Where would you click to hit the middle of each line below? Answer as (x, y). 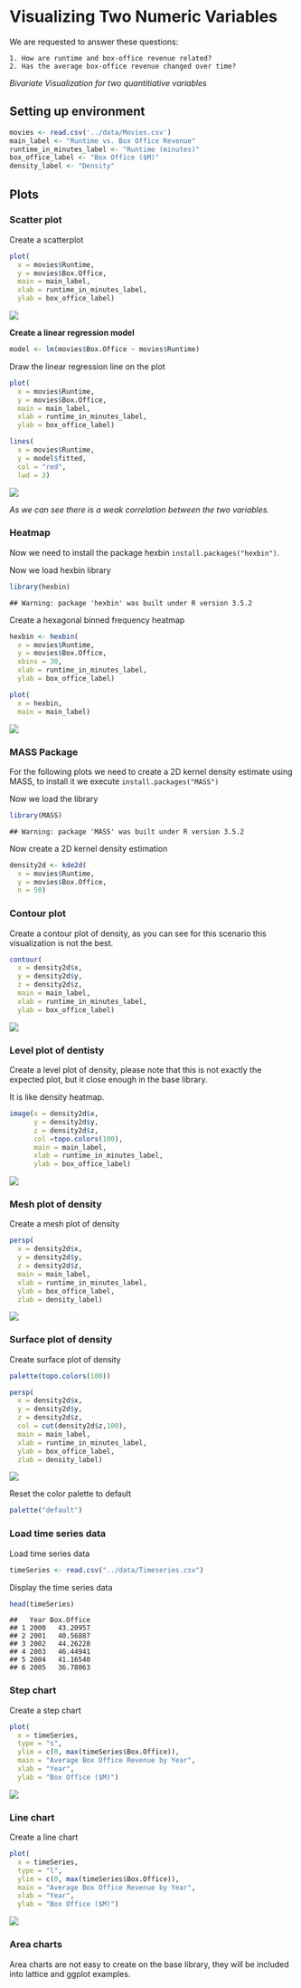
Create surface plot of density (65, 1359)
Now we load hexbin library (60, 570)
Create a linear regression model (72, 333)
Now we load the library (54, 798)
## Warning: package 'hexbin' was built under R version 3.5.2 (131, 603)
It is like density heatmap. (57, 1097)
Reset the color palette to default (71, 1494)
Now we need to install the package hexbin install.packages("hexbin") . (145, 552)
